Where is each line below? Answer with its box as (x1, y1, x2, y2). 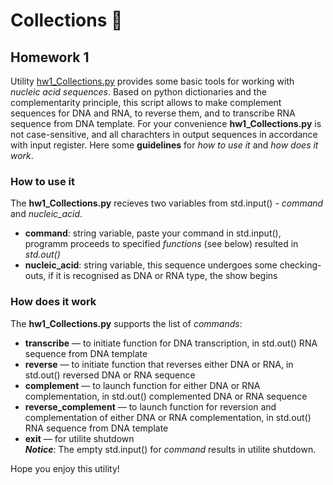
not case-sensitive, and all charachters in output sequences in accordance (10, 129, 318, 140)
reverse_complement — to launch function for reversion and (24, 400, 277, 413)
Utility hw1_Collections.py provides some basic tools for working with (10, 75, 295, 87)
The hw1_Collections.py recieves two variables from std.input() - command (10, 197, 324, 209)
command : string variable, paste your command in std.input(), (24, 227, 282, 239)
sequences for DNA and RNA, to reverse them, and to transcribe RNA (10, 107, 296, 119)
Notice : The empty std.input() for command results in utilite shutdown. (24, 443, 317, 455)
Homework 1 (10, 49, 90, 66)
